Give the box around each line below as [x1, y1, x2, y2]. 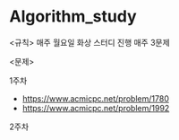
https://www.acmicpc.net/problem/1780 [21, 92, 170, 104]
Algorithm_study [9, 6, 137, 27]
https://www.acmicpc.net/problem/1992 [21, 102, 170, 113]
